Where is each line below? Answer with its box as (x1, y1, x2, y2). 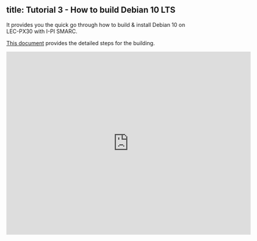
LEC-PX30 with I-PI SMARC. (6, 27, 78, 35)
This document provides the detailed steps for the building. (6, 39, 155, 46)
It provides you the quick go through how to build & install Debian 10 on (6, 21, 186, 28)
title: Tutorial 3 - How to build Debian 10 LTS (6, 5, 176, 15)
